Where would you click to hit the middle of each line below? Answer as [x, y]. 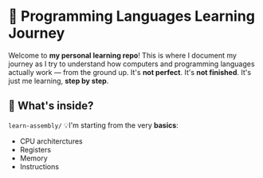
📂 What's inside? [51, 106]
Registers [35, 149]
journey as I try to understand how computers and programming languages [131, 64]
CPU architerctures [51, 141]
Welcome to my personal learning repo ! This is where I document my [123, 55]
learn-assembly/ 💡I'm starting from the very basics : [94, 125]
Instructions [39, 166]
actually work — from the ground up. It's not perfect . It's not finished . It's [130, 72]
